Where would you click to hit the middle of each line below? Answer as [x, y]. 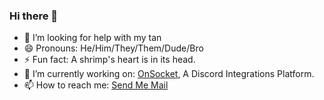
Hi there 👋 [34, 16]
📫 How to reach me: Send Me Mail [96, 85]
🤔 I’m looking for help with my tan [92, 38]
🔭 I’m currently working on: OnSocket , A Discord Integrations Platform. [169, 74]
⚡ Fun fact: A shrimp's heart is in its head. [109, 60]
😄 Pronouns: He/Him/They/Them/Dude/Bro [113, 48]
